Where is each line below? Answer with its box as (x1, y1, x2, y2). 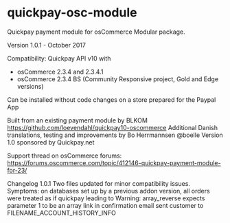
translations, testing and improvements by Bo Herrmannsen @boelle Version (7, 131, 223, 139)
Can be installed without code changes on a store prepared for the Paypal (7, 95, 216, 104)
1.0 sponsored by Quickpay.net (7, 138, 95, 146)
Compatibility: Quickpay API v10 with (7, 54, 111, 63)
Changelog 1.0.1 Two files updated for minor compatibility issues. (7, 179, 191, 187)
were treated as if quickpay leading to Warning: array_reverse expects (7, 194, 205, 202)
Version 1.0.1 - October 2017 (7, 41, 86, 49)
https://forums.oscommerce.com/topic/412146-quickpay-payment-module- (7, 158, 221, 167)
